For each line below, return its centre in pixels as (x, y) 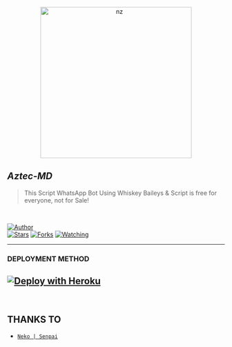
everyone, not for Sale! (57, 200)
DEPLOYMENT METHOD (48, 259)
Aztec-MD (30, 176)
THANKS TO (34, 319)
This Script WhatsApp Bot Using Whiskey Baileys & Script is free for (120, 193)
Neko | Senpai (37, 337)
